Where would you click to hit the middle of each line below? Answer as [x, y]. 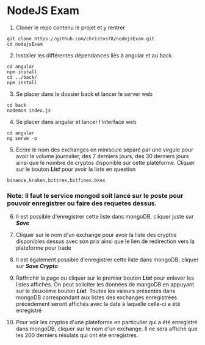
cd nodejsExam [25, 44]
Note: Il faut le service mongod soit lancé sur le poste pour [95, 195]
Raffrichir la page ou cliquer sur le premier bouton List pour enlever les [105, 278]
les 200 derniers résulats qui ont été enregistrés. [77, 335]
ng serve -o [22, 138]
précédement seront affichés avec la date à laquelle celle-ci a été [98, 304]
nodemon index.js [29, 111]
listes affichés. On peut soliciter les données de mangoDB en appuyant [105, 285]
